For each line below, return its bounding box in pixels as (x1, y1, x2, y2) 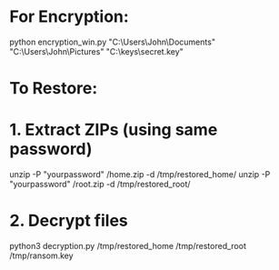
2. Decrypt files (9, 211, 129, 231)
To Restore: (9, 78, 98, 99)
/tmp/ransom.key (9, 250, 75, 261)
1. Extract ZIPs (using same (9, 120, 218, 140)
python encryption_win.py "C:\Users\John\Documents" (9, 36, 216, 47)
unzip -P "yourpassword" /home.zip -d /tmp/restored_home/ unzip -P (9, 169, 271, 180)
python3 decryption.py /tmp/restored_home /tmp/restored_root (9, 241, 247, 251)
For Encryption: (9, 6, 129, 27)
